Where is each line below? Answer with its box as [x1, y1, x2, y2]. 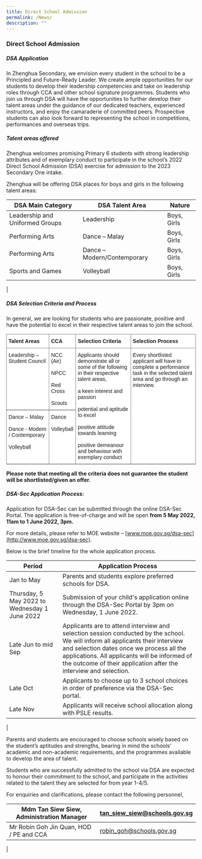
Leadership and [9, 211, 54, 220]
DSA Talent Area [97, 201, 146, 210]
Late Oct [9, 684, 34, 693]
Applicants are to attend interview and [62, 622, 170, 630]
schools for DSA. [62, 580, 110, 588]
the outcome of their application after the [62, 659, 179, 667]
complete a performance [132, 364, 190, 371]
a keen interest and [78, 388, 123, 395]
